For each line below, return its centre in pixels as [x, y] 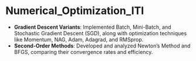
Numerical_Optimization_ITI [75, 11]
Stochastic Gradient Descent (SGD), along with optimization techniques [100, 33]
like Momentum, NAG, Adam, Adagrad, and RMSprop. [79, 39]
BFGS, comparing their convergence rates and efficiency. [83, 52]
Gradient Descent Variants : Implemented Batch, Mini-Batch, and [92, 27]
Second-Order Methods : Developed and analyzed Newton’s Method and [102, 46]
